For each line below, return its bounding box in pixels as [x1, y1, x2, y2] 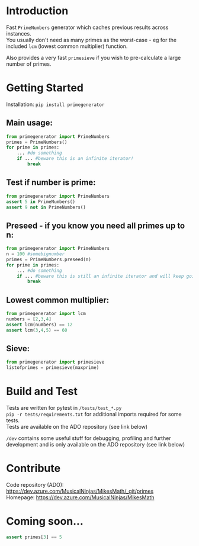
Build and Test [6, 385, 78, 398]
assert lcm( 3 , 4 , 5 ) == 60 [6, 327, 68, 333]
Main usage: [6, 118, 53, 128]
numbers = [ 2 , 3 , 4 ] [6, 316, 52, 322]
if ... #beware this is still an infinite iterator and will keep [17, 273, 184, 279]
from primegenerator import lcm [6, 311, 86, 317]
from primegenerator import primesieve [6, 359, 105, 365]
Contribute [6, 462, 61, 475]
